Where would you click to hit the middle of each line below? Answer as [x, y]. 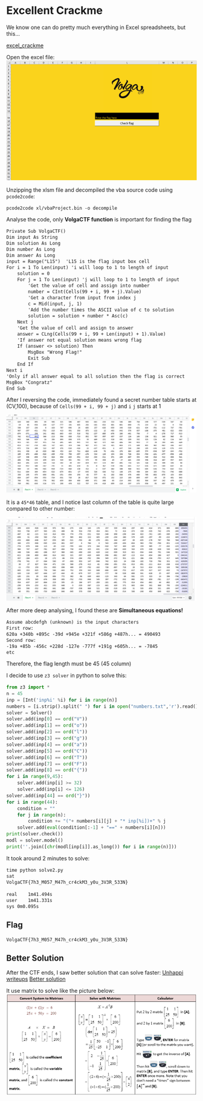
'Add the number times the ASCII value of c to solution [101, 310]
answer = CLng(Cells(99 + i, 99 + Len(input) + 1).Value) [92, 334]
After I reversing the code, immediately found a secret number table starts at [101, 400]
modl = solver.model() [35, 841]
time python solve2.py [35, 870]
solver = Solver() [29, 713]
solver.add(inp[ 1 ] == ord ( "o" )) [47, 726]
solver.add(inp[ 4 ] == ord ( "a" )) [47, 745]
